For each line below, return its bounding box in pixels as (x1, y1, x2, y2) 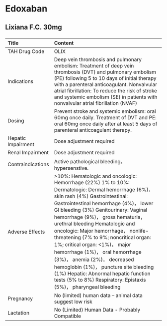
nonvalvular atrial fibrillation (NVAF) (54, 99, 138, 106)
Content (54, 39, 74, 46)
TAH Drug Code (7, 48, 45, 55)
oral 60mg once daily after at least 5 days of (54, 120, 158, 127)
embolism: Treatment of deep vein (54, 62, 134, 69)
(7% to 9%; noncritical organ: (82, 234, 152, 241)
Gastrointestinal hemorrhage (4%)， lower (54, 200, 154, 207)
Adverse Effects (7, 228, 45, 235)
